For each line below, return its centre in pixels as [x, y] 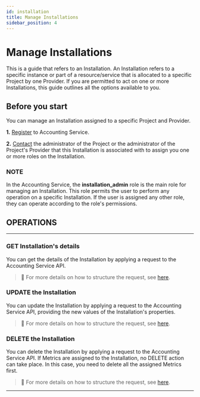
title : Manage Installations [42, 17]
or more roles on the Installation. [46, 157]
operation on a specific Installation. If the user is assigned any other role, [95, 198]
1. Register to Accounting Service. [48, 132]
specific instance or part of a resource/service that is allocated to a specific [99, 75]
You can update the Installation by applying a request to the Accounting [94, 305]
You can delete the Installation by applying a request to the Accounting [93, 352]
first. [12, 371]
